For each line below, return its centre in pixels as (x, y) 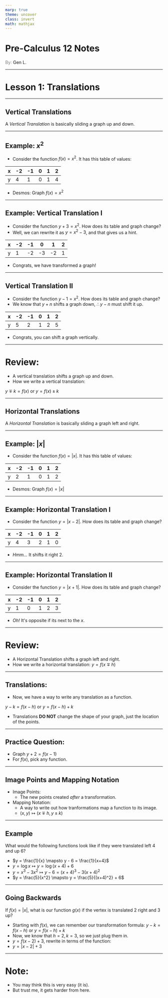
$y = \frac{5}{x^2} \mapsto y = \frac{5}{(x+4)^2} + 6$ (68, 877)
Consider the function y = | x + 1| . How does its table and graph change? (86, 587)
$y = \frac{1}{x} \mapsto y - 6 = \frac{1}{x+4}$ (60, 861)
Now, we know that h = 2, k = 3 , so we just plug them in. (70, 935)
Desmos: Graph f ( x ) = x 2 (38, 192)
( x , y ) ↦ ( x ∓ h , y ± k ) (41, 813)
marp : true (16, 10)
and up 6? (15, 851)
